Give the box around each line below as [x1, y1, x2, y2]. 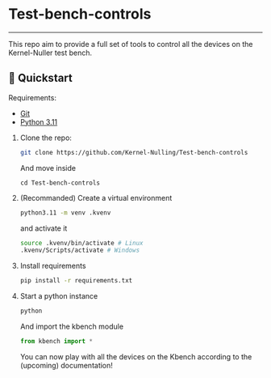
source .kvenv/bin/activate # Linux [19, 239, 144, 247]
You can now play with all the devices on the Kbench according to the [19, 351, 252, 361]
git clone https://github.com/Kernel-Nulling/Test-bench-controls [19, 148, 248, 156]
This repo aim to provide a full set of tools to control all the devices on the [8, 39, 253, 49]
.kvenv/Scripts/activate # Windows [19, 246, 140, 255]
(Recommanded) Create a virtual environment [19, 193, 173, 202]
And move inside [19, 163, 77, 172]
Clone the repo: [19, 133, 73, 142]
